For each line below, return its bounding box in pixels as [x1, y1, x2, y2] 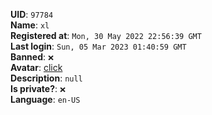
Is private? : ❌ [10, 83, 67, 94]
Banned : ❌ [10, 51, 55, 63]
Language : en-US [10, 94, 81, 105]
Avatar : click [10, 62, 63, 73]
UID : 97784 [10, 9, 54, 20]
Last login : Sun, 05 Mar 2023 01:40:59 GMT [10, 40, 187, 52]
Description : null [10, 72, 83, 84]
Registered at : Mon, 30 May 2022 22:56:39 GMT [10, 30, 202, 41]
